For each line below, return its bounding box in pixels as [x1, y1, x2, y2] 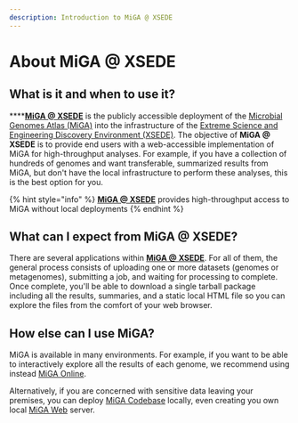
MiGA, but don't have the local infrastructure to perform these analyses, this [9, 167, 288, 178]
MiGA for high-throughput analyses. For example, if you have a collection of [9, 148, 287, 159]
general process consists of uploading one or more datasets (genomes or [9, 262, 279, 273]
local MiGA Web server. [9, 404, 95, 415]
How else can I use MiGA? [9, 326, 156, 341]
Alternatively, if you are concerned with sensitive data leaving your [9, 386, 254, 396]
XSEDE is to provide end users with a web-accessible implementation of [9, 139, 275, 150]
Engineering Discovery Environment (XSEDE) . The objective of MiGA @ [9, 129, 271, 140]
